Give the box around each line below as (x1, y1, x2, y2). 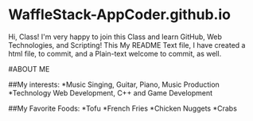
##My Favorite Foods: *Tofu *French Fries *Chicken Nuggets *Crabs (8, 103, 237, 113)
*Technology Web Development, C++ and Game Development (8, 88, 213, 97)
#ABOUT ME (8, 64, 50, 73)
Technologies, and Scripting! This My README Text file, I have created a (8, 40, 246, 49)
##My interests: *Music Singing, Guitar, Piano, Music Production (8, 80, 220, 89)
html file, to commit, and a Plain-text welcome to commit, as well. (8, 49, 222, 58)
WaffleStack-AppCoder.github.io (8, 6, 231, 24)
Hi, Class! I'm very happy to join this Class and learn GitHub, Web (8, 32, 223, 41)
